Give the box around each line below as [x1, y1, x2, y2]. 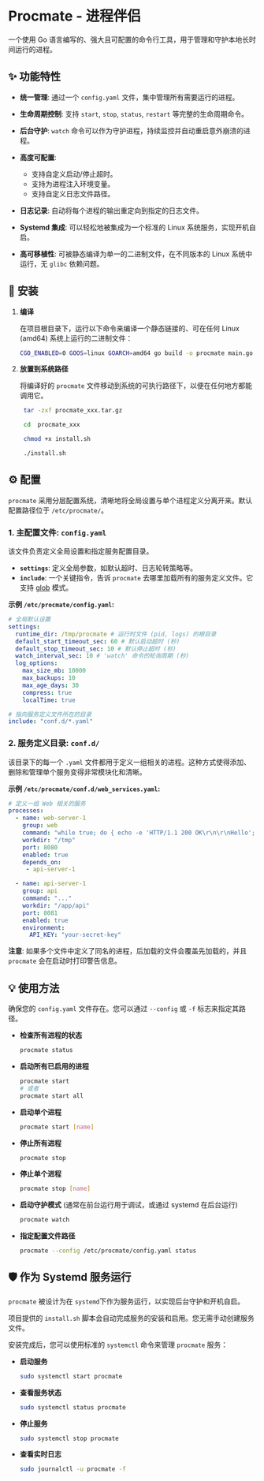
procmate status [19, 1046, 73, 1054]
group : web [22, 822, 58, 830]
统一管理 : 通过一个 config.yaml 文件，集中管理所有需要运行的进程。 [19, 92, 240, 102]
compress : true [22, 688, 73, 696]
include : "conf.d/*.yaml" [8, 718, 93, 726]
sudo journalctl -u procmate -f [19, 1465, 126, 1473]
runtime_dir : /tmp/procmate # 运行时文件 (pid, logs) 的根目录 [15, 630, 217, 638]
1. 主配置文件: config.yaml [8, 527, 107, 538]
